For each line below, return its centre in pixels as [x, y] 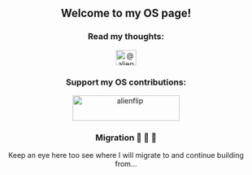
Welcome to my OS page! [126, 13]
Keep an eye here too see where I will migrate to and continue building [126, 155]
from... [126, 164]
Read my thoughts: [126, 37]
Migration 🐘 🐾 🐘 [126, 138]
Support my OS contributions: [126, 82]
